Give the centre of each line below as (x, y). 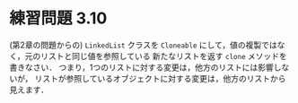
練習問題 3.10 (58, 18)
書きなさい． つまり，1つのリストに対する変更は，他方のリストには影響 (141, 67)
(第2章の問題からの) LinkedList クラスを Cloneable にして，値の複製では (143, 45)
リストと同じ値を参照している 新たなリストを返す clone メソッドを (163, 56)
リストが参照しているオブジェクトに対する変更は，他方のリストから (160, 78)
